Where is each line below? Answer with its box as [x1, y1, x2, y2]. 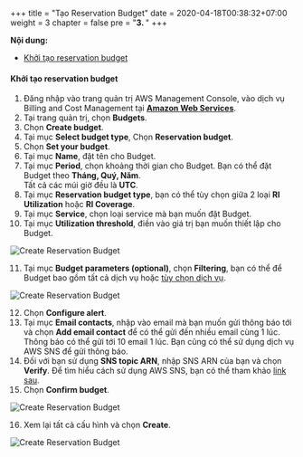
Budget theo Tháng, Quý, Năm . [23, 170, 141, 181]
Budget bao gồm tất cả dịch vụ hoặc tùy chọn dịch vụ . [23, 272, 226, 283]
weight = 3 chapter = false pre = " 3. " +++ [10, 17, 168, 28]
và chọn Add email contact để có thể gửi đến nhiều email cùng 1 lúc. [23, 327, 280, 338]
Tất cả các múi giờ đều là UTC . [23, 180, 138, 191]
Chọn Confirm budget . [23, 385, 109, 395]
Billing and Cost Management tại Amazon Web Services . [23, 103, 237, 114]
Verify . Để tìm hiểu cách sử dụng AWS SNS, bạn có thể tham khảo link [23, 366, 287, 376]
